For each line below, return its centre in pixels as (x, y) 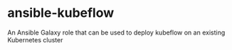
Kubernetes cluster (35, 39)
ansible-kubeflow (61, 13)
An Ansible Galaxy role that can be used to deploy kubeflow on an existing (116, 32)
